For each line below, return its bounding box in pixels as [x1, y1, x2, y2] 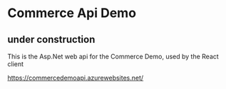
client [7, 60, 24, 68]
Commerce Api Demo [7, 5, 137, 21]
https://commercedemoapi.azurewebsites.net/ [7, 73, 144, 82]
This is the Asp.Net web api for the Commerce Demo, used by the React [7, 52, 219, 61]
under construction [7, 33, 96, 46]
